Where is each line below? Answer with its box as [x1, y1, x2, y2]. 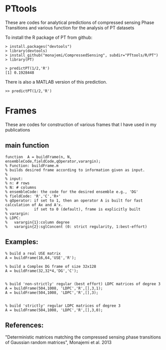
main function [5, 141, 50, 150]
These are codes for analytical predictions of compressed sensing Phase [5, 19, 155, 25]
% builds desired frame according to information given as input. [5, 167, 145, 172]
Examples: [5, 237, 39, 246]
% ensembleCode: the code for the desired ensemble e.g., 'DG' [5, 189, 139, 194]
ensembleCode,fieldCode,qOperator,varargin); [5, 159, 101, 164]
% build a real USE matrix [5, 251, 61, 256]
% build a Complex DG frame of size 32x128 [5, 264, 97, 269]
